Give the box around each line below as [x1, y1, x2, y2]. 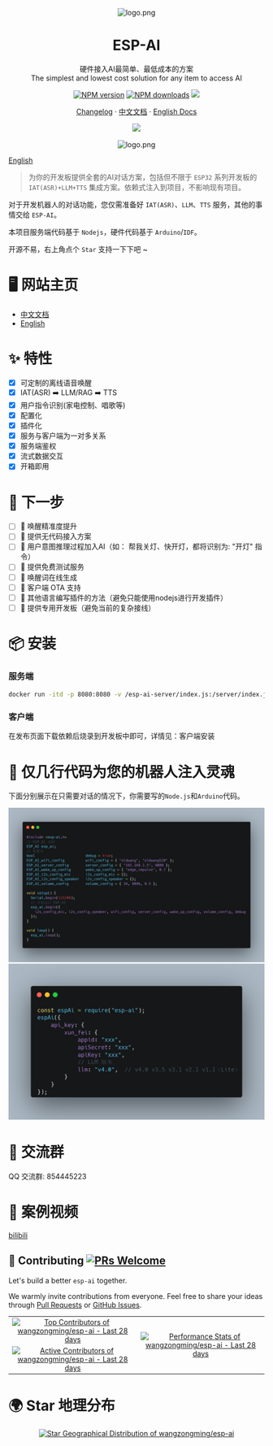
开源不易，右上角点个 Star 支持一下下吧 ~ [8, 244, 148, 254]
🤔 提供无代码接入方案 [19, 532, 92, 541]
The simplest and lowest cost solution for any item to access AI [31, 73, 242, 83]
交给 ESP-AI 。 [15, 210, 61, 219]
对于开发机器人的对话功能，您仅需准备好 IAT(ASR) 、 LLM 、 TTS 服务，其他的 [8, 199, 256, 209]
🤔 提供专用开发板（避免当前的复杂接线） [19, 602, 156, 613]
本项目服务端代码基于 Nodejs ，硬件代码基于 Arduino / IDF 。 [8, 227, 201, 237]
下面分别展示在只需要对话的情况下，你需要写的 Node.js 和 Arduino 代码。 [8, 791, 245, 801]
